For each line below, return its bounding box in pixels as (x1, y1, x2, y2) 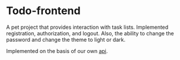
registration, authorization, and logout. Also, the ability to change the (6, 29, 174, 36)
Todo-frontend (6, 4, 81, 18)
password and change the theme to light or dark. (6, 36, 126, 43)
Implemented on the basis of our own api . (6, 47, 108, 54)
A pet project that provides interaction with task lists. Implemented (6, 24, 169, 31)
